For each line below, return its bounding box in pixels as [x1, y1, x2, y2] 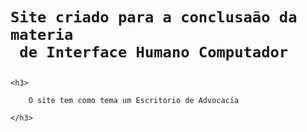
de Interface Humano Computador [19, 43, 289, 62]
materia [10, 26, 74, 45]
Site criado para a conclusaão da [10, 8, 298, 27]
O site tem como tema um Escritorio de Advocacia [28, 96, 240, 106]
